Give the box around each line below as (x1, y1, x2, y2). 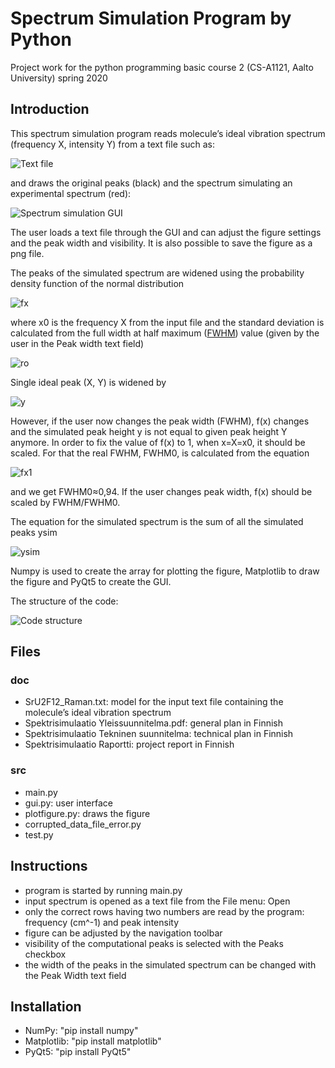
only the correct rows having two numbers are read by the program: (24, 905, 305, 917)
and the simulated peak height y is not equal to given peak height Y (10, 425, 288, 437)
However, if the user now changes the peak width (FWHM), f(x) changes (10, 415, 310, 427)
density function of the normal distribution (10, 277, 185, 289)
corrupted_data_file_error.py (24, 818, 142, 830)
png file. (10, 247, 45, 259)
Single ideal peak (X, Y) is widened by (10, 376, 167, 388)
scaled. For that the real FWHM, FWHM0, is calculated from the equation (10, 447, 310, 459)
